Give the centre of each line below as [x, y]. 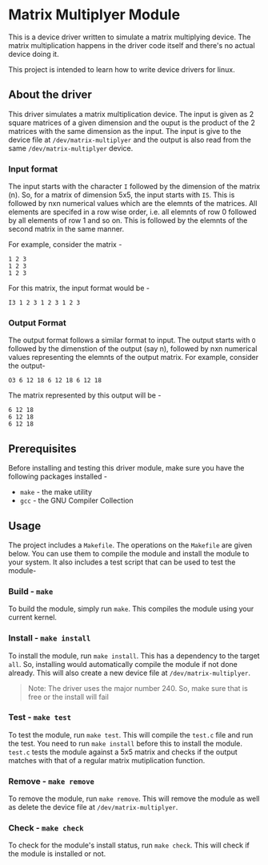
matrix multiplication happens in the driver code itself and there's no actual [132, 45]
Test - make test [40, 717]
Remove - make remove [51, 781]
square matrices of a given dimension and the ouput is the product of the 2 [132, 123]
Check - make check [46, 828]
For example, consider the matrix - [65, 245]
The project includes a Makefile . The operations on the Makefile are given [130, 545]
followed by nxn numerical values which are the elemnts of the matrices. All [133, 204]
